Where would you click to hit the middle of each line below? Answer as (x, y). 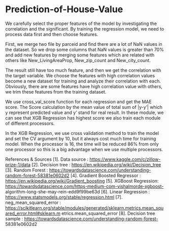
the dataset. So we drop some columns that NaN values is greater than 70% (84, 49)
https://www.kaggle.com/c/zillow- (125, 159)
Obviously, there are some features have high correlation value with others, (84, 86)
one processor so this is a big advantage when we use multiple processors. (84, 149)
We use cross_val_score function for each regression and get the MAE (79, 102)
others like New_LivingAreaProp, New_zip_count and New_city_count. (78, 60)
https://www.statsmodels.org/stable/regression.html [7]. (64, 197)
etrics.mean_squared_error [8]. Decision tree (108, 213)
